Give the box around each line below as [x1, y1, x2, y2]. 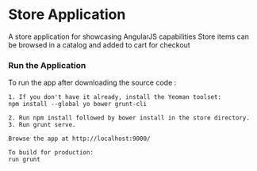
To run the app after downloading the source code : [8, 78, 177, 88]
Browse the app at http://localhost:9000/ [8, 135, 151, 143]
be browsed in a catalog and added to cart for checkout [8, 40, 190, 49]
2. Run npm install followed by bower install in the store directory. [8, 114, 250, 122]
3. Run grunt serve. [8, 121, 77, 129]
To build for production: [8, 149, 94, 157]
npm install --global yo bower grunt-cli [8, 101, 148, 108]
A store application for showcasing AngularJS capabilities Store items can [8, 32, 250, 41]
